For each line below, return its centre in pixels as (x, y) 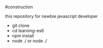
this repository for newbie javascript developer (51, 16)
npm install (23, 36)
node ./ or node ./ (29, 41)
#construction (19, 7)
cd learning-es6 (28, 30)
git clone (21, 25)
